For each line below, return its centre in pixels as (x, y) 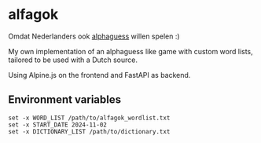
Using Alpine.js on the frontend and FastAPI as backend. (99, 75)
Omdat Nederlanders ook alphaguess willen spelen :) (94, 36)
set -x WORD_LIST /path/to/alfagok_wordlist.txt (89, 118)
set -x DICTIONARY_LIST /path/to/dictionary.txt (89, 131)
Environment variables (65, 100)
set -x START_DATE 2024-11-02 (58, 125)
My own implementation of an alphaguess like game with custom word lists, (130, 51)
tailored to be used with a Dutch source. (73, 60)
